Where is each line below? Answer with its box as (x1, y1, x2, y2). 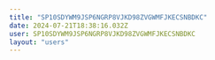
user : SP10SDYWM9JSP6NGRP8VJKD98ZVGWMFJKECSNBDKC (9, 29, 196, 38)
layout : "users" (9, 37, 69, 47)
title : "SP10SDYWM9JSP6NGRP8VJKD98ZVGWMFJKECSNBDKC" (9, 12, 208, 22)
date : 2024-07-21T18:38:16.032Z (9, 21, 128, 30)
